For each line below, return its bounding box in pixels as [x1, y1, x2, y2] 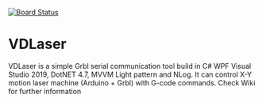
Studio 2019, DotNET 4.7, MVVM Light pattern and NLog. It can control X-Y [8, 70, 252, 79]
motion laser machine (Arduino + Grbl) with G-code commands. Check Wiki [8, 77, 256, 87]
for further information [8, 86, 82, 96]
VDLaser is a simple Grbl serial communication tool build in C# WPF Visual [8, 61, 252, 70]
